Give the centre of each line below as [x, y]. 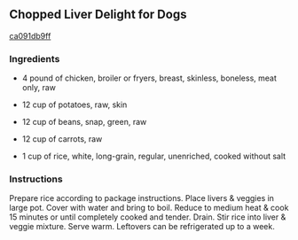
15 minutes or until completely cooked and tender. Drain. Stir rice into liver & [148, 217]
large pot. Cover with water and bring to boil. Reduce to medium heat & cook [149, 208]
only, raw [39, 88]
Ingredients [35, 58]
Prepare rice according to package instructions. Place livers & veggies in [142, 198]
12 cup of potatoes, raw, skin [74, 105]
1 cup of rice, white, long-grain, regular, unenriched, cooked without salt [154, 156]
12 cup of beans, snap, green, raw [84, 122]
